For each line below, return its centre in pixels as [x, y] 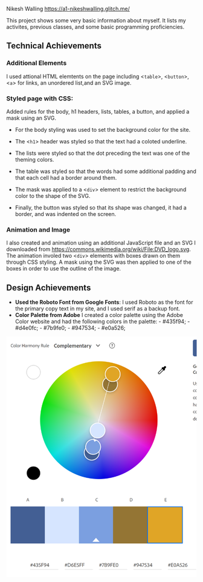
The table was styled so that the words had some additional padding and [105, 171]
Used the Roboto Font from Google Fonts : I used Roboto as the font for [104, 302]
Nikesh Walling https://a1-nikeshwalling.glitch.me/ [68, 9]
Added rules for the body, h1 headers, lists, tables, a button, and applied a [98, 111]
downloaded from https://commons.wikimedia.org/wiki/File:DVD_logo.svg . [99, 249]
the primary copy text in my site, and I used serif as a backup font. [97, 309]
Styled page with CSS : [40, 98]
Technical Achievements [54, 46]
